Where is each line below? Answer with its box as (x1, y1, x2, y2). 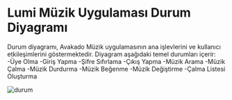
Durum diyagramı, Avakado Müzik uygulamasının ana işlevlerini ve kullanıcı (7, 42, 221, 51)
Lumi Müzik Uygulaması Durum (7, 5, 191, 21)
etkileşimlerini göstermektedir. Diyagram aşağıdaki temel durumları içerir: (7, 50, 217, 58)
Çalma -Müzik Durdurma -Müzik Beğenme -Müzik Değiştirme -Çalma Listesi (7, 65, 226, 73)
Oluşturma (7, 72, 38, 81)
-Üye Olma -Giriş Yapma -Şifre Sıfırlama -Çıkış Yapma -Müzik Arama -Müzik (7, 57, 226, 65)
